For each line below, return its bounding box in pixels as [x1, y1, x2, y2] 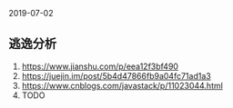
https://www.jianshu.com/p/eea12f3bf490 [21, 61, 179, 72]
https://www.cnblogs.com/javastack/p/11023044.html [21, 80, 224, 91]
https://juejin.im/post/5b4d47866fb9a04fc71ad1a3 [21, 70, 211, 81]
